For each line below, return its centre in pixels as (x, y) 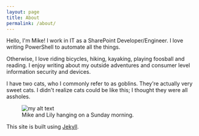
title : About (23, 18)
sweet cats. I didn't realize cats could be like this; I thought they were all (97, 90)
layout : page (23, 12)
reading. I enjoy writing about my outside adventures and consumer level (98, 65)
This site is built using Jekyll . (43, 127)
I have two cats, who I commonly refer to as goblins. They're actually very (99, 84)
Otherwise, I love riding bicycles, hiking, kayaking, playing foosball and (96, 59)
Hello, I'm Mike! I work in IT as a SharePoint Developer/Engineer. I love (95, 41)
